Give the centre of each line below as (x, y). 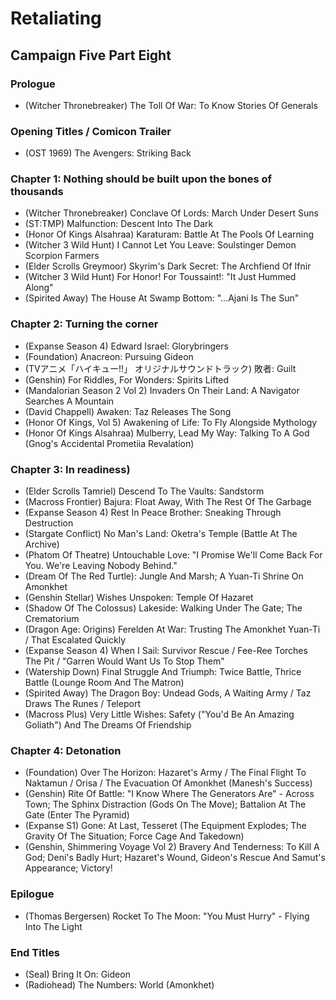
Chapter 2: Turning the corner (84, 324)
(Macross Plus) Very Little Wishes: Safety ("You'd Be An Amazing (159, 714)
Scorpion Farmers (62, 256)
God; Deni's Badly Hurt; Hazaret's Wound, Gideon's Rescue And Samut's (175, 858)
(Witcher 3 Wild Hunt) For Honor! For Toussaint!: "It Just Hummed (160, 277)
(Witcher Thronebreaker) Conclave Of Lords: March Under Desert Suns (171, 213)
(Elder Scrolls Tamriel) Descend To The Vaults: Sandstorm (144, 491)
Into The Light (53, 926)
